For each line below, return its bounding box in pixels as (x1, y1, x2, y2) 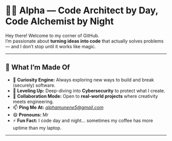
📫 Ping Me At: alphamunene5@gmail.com (12, 104, 104, 110)
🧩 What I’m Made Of (5, 63, 70, 72)
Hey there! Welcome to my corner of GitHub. (5, 32, 100, 38)
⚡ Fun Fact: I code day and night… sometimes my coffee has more (12, 117, 154, 124)
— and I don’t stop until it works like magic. (5, 43, 96, 49)
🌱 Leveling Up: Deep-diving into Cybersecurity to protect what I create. (12, 87, 165, 94)
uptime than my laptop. (12, 125, 62, 131)
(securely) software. (12, 82, 56, 88)
